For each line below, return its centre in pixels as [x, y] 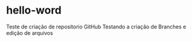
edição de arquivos [30, 33]
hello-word [34, 10]
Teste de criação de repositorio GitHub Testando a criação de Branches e [96, 27]
